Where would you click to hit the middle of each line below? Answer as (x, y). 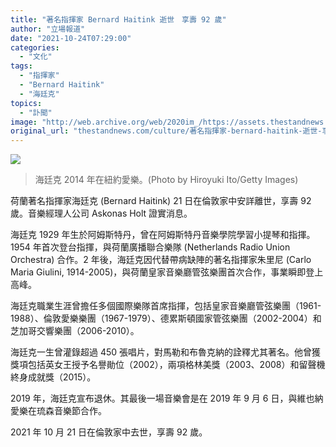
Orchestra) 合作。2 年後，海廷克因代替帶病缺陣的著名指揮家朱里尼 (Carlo (161, 260)
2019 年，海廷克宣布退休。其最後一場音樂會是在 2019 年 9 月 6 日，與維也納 (167, 398)
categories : (35, 47)
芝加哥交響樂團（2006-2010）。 (75, 331)
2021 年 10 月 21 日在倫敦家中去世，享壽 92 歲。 (109, 432)
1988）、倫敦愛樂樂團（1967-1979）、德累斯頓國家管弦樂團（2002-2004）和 (166, 318)
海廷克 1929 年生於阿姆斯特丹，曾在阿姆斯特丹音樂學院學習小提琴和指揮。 (163, 235)
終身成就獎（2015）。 (53, 377)
